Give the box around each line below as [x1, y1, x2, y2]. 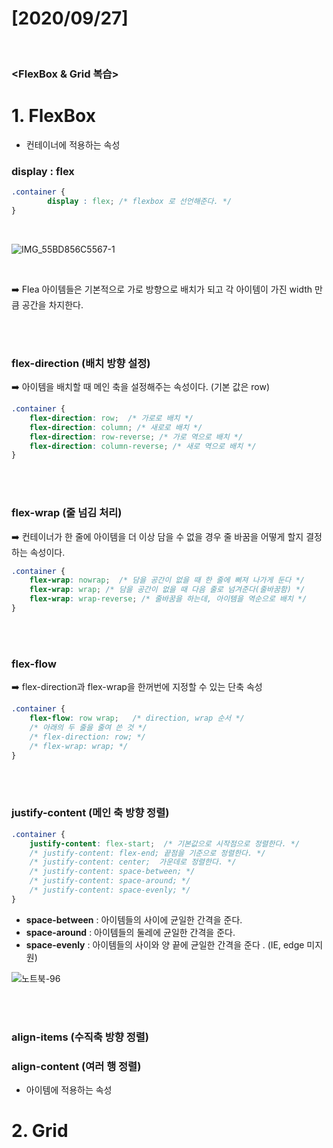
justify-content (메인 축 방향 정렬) [11, 806, 170, 820]
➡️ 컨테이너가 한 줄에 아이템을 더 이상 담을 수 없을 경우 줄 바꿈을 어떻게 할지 [11, 530, 304, 542]
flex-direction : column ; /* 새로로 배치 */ [29, 422, 203, 432]
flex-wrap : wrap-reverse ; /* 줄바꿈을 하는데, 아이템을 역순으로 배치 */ [29, 594, 308, 604]
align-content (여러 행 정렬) [11, 1059, 142, 1073]
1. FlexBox [11, 105, 96, 127]
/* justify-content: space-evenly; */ [29, 885, 191, 896]
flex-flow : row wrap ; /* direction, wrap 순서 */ [29, 713, 245, 724]
